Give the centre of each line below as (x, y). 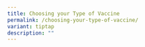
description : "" (31, 33)
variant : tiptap (31, 26)
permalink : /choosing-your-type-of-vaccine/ (73, 20)
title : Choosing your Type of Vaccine (63, 13)
